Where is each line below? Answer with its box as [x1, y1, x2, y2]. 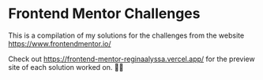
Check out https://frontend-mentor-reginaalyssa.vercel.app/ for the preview [8, 54, 255, 64]
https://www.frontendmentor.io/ [8, 38, 112, 48]
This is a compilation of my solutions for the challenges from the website [8, 31, 245, 40]
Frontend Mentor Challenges [8, 5, 201, 23]
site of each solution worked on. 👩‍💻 [8, 62, 124, 71]
